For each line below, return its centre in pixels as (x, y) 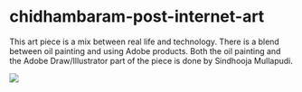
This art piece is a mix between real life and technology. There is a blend (145, 41)
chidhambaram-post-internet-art (137, 17)
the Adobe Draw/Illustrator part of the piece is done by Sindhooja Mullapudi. (151, 60)
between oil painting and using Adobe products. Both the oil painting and (145, 51)
